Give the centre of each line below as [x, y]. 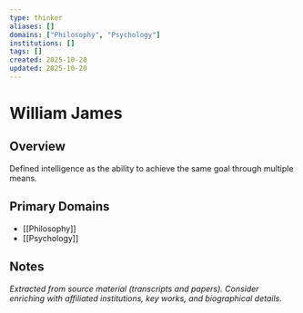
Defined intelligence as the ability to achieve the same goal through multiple [151, 168]
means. [24, 178]
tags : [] [26, 52]
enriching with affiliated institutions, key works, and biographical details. [146, 298]
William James [66, 113]
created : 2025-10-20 [49, 60]
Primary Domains [60, 206]
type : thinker [36, 18]
